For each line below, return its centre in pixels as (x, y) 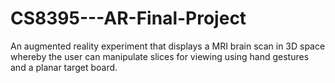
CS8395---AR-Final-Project (128, 18)
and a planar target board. (64, 67)
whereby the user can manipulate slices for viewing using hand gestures (160, 56)
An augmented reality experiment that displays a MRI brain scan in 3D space (168, 46)
